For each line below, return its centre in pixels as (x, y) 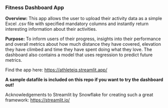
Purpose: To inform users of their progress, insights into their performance (83, 39)
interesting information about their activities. (51, 29)
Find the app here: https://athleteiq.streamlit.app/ (56, 70)
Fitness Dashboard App (35, 8)
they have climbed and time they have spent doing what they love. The (79, 50)
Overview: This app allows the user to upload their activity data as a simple (84, 19)
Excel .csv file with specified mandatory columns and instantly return (77, 24)
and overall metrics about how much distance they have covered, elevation (83, 44)
